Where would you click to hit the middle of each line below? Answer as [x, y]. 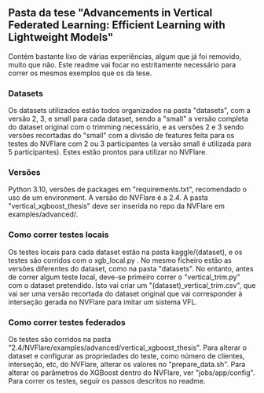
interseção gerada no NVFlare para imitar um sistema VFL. [103, 302]
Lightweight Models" [61, 37]
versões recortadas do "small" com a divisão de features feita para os [121, 136]
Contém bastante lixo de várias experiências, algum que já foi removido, [125, 56]
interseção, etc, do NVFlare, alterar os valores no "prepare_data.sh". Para [127, 364]
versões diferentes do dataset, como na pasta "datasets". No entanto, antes [131, 268]
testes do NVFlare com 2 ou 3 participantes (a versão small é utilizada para [130, 144]
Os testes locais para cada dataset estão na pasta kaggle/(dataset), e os [125, 252]
